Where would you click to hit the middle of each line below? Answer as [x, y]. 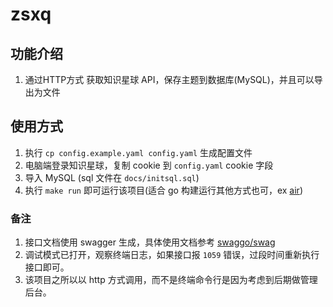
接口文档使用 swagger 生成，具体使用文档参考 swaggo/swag [150, 242]
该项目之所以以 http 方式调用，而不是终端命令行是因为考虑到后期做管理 [171, 280]
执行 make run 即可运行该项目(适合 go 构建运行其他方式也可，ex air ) [163, 190]
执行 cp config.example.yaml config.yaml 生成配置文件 [138, 152]
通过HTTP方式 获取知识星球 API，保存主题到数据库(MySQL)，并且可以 [169, 79]
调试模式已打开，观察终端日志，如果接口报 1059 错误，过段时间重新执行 [172, 255]
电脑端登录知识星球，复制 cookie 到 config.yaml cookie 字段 [149, 165]
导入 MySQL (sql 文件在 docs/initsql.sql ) [112, 177]
